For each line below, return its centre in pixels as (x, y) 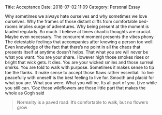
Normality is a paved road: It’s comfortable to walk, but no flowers (82, 102)
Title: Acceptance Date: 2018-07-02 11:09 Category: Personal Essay (73, 7)
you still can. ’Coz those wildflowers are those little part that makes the (75, 88)
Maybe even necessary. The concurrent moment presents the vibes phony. (80, 37)
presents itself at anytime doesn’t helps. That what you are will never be (77, 52)
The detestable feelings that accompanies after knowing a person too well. (79, 42)
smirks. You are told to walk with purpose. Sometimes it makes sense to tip (80, 67)
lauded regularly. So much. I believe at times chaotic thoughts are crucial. (78, 32)
